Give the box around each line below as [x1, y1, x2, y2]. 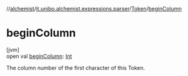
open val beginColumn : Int [6, 52, 72, 60]
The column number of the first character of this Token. [6, 64, 146, 71]
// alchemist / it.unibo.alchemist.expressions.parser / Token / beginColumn [6, 5, 182, 12]
